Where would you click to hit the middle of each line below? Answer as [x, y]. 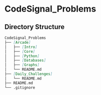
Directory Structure [35, 27]
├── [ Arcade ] [18, 42]
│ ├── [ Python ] [22, 56]
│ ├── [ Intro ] [21, 47]
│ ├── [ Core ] [20, 51]
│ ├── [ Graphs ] [22, 65]
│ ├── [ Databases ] [25, 61]
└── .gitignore [20, 87]
